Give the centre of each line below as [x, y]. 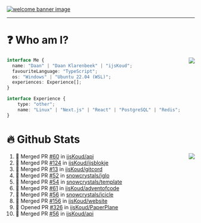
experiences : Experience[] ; [47, 83]
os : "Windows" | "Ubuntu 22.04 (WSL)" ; [62, 77]
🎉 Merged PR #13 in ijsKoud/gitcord [59, 169]
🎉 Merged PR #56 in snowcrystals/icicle [64, 194]
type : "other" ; [36, 105]
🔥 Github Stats [43, 139]
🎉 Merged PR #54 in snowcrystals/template [69, 182]
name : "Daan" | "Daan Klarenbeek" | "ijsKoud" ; [72, 66]
